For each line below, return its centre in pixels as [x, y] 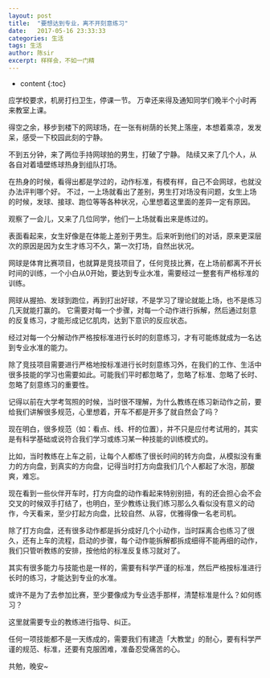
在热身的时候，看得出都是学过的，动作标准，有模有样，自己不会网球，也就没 [135, 181]
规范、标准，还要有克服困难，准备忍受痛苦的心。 [103, 649]
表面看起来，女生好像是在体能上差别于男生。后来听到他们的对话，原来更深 [131, 236]
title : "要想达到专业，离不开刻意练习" [68, 23]
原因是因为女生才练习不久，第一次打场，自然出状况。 [110, 245]
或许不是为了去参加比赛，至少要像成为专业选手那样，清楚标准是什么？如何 [131, 594]
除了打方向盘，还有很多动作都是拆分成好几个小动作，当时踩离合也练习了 [128, 530]
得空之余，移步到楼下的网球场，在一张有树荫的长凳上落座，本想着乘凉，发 [131, 127]
